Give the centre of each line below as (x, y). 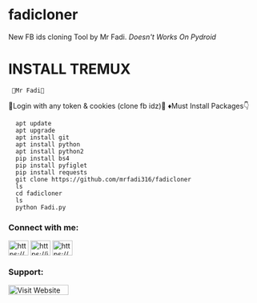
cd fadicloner (39, 193)
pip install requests (52, 172)
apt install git (42, 138)
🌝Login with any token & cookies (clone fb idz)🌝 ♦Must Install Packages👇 (129, 106)
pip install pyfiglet (52, 165)
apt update (34, 123)
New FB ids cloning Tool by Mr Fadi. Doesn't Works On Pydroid (112, 37)
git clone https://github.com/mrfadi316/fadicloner (104, 179)
